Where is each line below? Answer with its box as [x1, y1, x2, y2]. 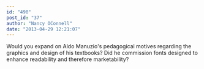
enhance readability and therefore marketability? [6, 56, 129, 63]
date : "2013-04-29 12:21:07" [6, 26, 81, 32]
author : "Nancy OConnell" [6, 20, 72, 26]
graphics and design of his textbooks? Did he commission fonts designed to [6, 49, 198, 57]
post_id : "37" [6, 15, 43, 21]
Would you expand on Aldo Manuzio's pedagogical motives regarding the [6, 43, 192, 50]
